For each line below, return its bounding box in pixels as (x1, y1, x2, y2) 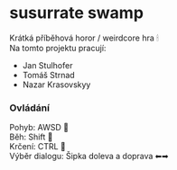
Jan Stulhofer (22, 59, 73, 70)
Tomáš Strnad (22, 69, 75, 80)
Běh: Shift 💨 (9, 131, 53, 142)
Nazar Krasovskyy (22, 79, 91, 90)
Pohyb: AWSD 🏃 (9, 122, 70, 133)
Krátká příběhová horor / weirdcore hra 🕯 (9, 32, 160, 43)
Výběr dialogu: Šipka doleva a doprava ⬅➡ (9, 151, 169, 162)
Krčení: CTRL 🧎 (9, 141, 66, 152)
